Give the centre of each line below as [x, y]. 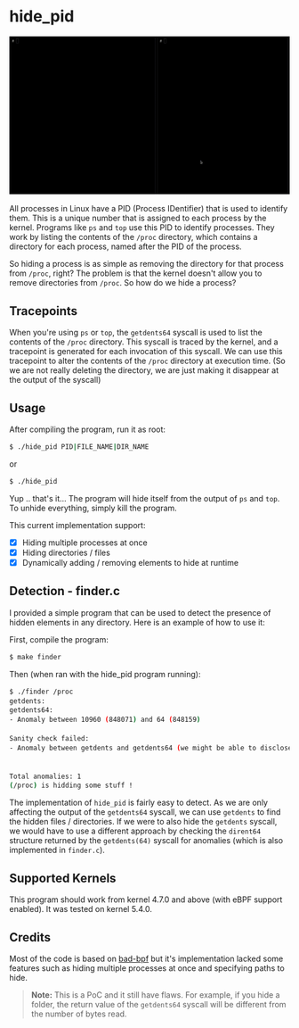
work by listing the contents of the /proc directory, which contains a [133, 237]
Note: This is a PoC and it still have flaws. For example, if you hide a [155, 995]
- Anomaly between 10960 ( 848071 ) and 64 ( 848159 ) [105, 720]
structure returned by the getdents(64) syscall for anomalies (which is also [146, 841]
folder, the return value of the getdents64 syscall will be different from [158, 1004]
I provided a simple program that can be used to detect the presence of [140, 612]
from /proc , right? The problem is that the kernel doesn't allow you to [136, 273]
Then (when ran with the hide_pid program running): [105, 674]
